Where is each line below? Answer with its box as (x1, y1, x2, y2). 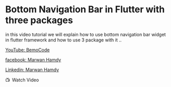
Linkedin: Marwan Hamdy (5, 67, 59, 73)
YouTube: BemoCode (5, 47, 50, 53)
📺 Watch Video (5, 77, 39, 83)
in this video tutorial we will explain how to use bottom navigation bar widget (5, 31, 166, 37)
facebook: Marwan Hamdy (5, 56, 61, 62)
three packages (5, 14, 73, 26)
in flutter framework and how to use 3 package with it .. (5, 37, 122, 43)
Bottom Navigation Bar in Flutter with (5, 4, 165, 15)
